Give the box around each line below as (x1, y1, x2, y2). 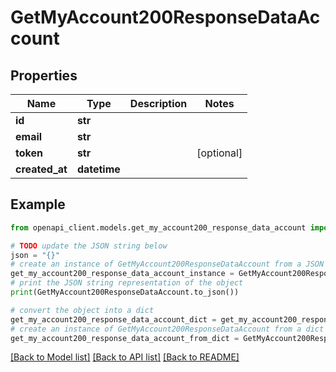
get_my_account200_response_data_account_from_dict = (10, 333, 240, 343)
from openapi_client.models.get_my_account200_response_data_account (10, 222, 307, 233)
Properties (10, 67, 78, 84)
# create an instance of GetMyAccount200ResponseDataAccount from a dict (10, 324, 325, 334)
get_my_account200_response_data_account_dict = (10, 314, 217, 325)
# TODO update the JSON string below (10, 241, 168, 251)
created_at (15, 162, 68, 176)
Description (129, 97, 188, 110)
